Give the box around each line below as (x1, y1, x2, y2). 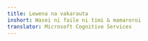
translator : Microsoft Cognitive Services (7, 23, 132, 30)
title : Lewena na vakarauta (7, 10, 89, 17)
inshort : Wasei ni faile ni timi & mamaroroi (7, 17, 141, 24)
